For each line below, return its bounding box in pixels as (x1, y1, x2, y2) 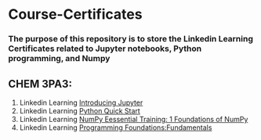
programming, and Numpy (8, 53, 111, 64)
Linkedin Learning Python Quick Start (19, 106, 141, 115)
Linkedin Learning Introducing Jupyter (19, 98, 143, 107)
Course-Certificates (8, 5, 143, 23)
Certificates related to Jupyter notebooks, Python (8, 43, 202, 54)
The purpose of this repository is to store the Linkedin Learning (8, 34, 253, 45)
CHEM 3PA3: (8, 77, 73, 91)
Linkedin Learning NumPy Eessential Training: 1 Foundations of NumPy (19, 114, 248, 124)
